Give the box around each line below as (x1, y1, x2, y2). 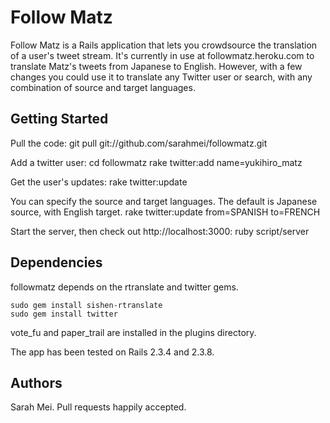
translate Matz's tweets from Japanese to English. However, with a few (10, 60, 303, 72)
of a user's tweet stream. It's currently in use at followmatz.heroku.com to (10, 49, 315, 61)
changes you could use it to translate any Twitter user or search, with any (10, 71, 313, 83)
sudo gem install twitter (10, 309, 118, 319)
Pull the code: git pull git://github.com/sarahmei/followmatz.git (10, 137, 268, 149)
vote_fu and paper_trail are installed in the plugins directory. (10, 326, 257, 338)
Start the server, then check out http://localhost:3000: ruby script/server (10, 225, 310, 237)
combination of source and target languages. (10, 81, 196, 93)
